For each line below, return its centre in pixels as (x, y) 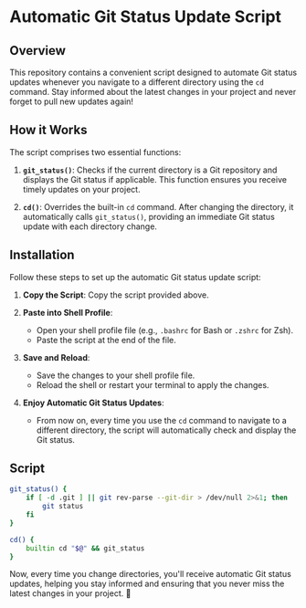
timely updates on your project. (81, 189)
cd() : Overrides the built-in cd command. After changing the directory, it (158, 206)
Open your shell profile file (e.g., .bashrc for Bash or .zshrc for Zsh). (165, 330)
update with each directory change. (90, 226)
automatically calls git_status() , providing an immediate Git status (149, 216)
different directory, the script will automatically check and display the (166, 430)
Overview (38, 51)
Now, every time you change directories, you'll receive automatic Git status (151, 574)
